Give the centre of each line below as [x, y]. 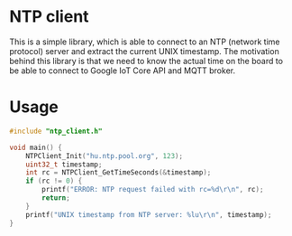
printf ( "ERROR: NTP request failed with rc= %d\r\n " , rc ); [153, 190]
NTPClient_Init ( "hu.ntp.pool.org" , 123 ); [104, 156]
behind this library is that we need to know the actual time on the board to [146, 61]
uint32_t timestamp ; [64, 165]
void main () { [36, 147]
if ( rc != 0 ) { [54, 181]
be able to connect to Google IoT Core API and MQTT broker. [123, 71]
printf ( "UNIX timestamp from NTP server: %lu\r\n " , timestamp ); [149, 214]
